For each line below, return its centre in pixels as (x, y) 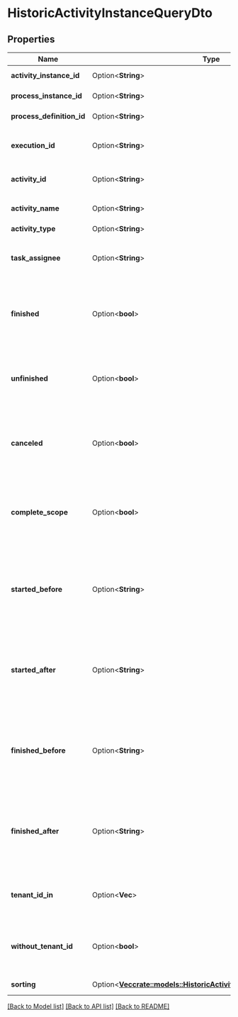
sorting (23, 984)
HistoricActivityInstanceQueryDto (110, 13)
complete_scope (40, 512)
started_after (34, 670)
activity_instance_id (45, 75)
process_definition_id (48, 116)
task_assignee (36, 258)
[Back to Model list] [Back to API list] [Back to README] (89, 1006)
